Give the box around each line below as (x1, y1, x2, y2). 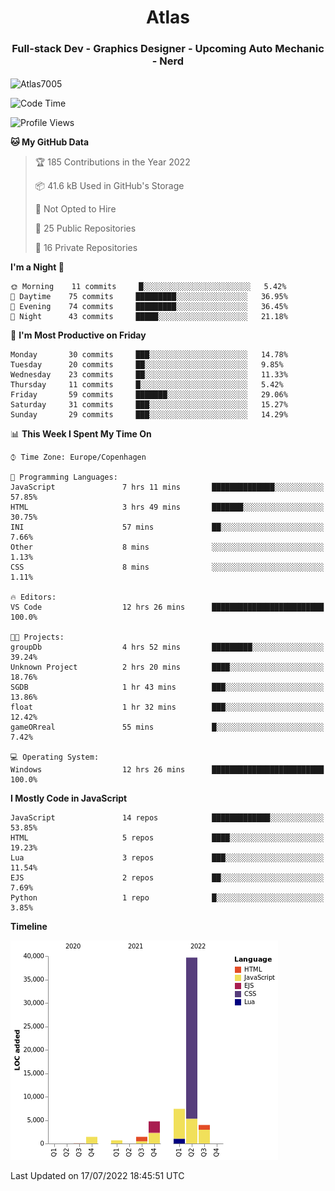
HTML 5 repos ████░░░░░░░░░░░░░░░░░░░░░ (10, 833, 325, 843)
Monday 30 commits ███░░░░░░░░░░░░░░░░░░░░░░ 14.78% (10, 350, 288, 360)
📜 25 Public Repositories (34, 222, 137, 235)
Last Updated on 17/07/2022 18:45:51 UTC (10, 1170, 185, 1182)
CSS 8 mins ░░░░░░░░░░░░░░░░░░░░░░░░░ (10, 562, 325, 573)
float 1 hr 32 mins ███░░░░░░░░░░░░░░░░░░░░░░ (10, 702, 325, 713)
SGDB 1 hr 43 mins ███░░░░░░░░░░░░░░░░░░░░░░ (10, 682, 325, 693)
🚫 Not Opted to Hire (34, 203, 117, 215)
